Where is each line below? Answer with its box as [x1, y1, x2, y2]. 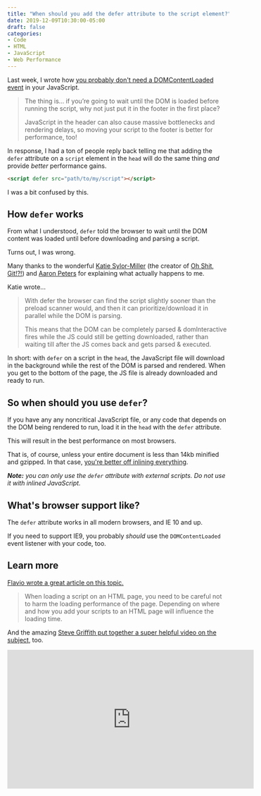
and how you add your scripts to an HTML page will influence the [24, 607, 215, 616]
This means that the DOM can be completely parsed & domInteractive [24, 325, 227, 333]
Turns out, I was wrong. [7, 248, 76, 257]
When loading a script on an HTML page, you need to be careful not [24, 592, 222, 600]
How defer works [7, 209, 84, 221]
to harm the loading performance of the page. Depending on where [24, 599, 220, 608]
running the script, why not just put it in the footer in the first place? [24, 104, 220, 113]
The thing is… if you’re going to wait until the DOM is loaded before [24, 97, 219, 105]
